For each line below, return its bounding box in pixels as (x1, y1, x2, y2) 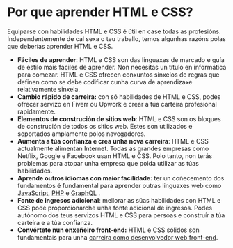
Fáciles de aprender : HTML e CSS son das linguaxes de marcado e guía (17, 55, 225, 63)
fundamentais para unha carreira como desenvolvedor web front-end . (17, 233, 218, 241)
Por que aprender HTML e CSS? (7, 4, 193, 20)
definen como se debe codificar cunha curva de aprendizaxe (17, 77, 193, 86)
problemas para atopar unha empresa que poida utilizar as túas (17, 159, 200, 167)
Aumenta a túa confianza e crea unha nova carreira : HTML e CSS (17, 137, 209, 145)
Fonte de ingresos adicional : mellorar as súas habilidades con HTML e (17, 196, 221, 204)
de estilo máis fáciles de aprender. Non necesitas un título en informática (17, 63, 227, 71)
